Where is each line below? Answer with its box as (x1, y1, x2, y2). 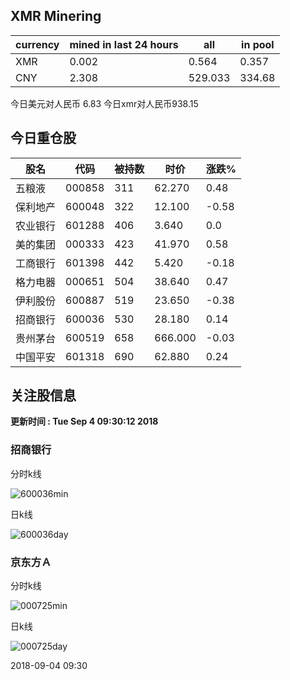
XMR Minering (10, 8, 102, 25)
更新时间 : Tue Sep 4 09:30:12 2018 (10, 415, 159, 428)
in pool (241, 37, 275, 51)
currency (15, 37, 60, 51)
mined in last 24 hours (69, 37, 179, 51)
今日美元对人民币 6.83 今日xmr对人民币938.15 (10, 97, 199, 109)
